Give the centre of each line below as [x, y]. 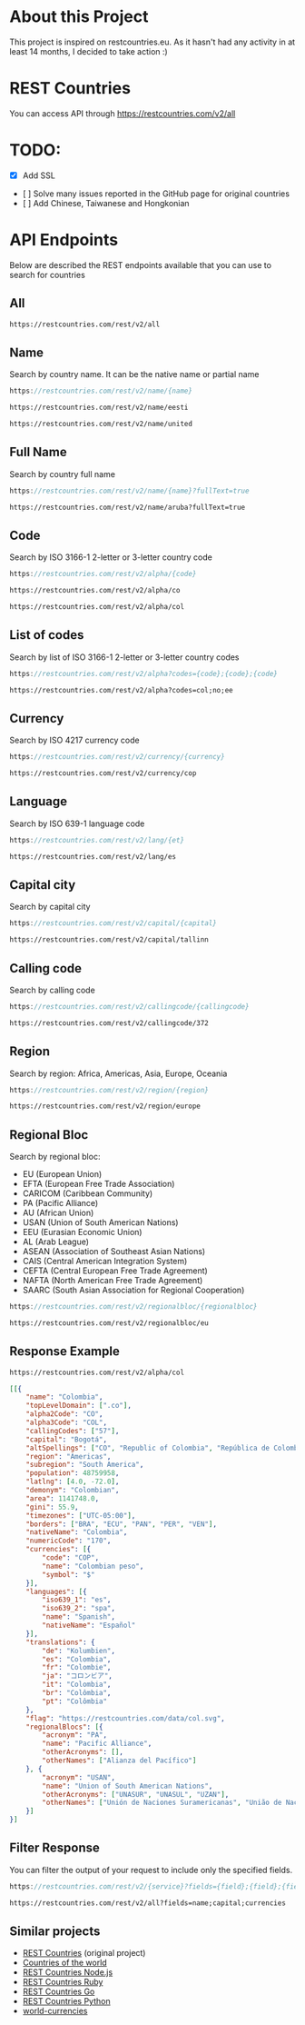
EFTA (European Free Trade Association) [98, 1184]
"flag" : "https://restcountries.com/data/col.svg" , [125, 1718]
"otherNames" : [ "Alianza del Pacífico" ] [119, 1761]
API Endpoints [64, 240]
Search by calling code [52, 990]
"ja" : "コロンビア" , [78, 1676]
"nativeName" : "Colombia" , [77, 1532]
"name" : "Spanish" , [79, 1617]
